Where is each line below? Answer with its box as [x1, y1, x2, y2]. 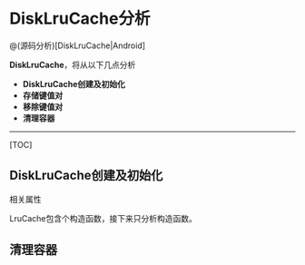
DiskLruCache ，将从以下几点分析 [9, 59, 136, 70]
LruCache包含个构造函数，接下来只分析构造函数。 [9, 212, 197, 223]
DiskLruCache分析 [9, 8, 151, 29]
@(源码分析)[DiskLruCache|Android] [9, 40, 146, 51]
